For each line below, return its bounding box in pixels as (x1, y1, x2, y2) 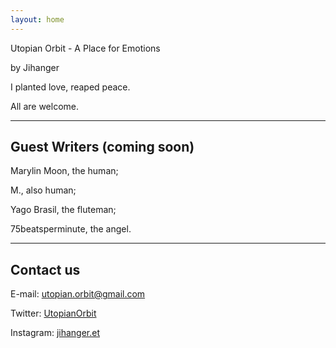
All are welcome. (10, 100, 79, 112)
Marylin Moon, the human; (10, 165, 119, 177)
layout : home (10, 14, 65, 25)
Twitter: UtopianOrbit (10, 307, 97, 320)
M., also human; (10, 184, 77, 196)
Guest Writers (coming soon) (10, 139, 195, 156)
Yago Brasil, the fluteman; (10, 204, 117, 216)
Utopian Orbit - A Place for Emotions (10, 42, 161, 54)
